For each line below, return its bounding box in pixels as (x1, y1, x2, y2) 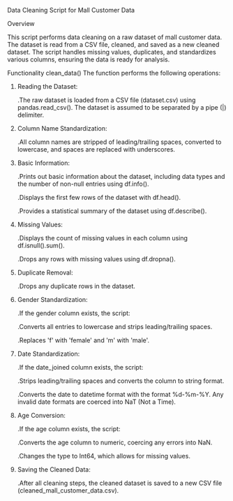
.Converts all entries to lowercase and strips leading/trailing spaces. (17, 323, 213, 331)
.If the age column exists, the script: (17, 425, 121, 433)
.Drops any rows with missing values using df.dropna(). (17, 255, 176, 263)
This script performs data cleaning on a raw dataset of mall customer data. (7, 33, 223, 41)
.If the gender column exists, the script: (17, 309, 130, 317)
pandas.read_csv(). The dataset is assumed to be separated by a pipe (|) (17, 103, 227, 111)
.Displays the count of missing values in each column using (17, 234, 188, 242)
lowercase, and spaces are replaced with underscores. (17, 145, 176, 153)
